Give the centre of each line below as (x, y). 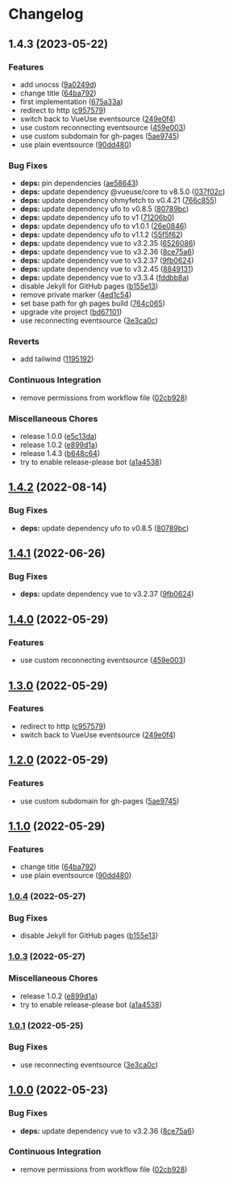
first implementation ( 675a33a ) (71, 101)
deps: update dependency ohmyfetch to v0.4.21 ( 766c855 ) (119, 201)
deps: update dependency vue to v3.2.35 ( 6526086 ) (108, 243)
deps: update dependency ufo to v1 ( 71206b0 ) (97, 217)
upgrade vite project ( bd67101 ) (71, 312)
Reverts (24, 342)
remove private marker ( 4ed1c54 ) (76, 295)
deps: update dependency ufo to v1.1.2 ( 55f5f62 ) (101, 234)
